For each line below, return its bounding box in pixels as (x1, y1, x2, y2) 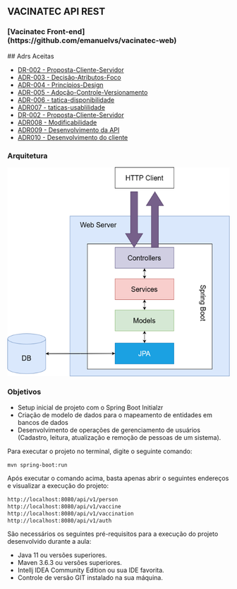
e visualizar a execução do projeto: (7, 481, 109, 490)
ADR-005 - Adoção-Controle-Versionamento (17, 88, 148, 96)
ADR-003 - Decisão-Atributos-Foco (17, 73, 121, 81)
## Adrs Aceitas (7, 52, 54, 60)
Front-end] (47, 27, 85, 37)
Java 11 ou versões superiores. (17, 551, 107, 559)
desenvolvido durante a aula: (7, 537, 92, 545)
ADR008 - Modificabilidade (17, 118, 97, 127)
